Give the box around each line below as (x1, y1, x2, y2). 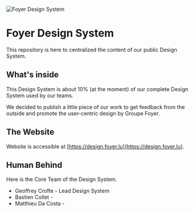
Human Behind (6, 160, 63, 170)
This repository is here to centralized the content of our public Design (6, 46, 177, 53)
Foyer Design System (6, 27, 115, 40)
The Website (6, 127, 55, 137)
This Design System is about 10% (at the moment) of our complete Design (6, 85, 189, 92)
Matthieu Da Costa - (14, 200, 65, 207)
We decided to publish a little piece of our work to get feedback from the (6, 103, 185, 110)
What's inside (6, 70, 59, 80)
